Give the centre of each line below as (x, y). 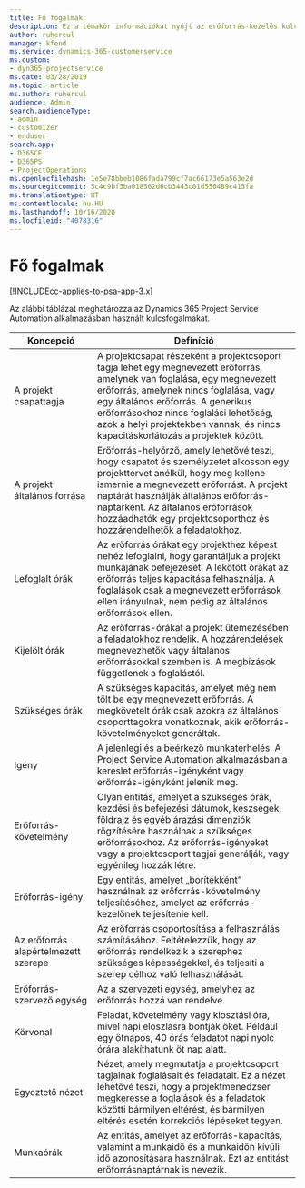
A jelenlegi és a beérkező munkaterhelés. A (189, 748)
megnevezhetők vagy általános (163, 650)
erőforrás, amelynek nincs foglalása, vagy (186, 390)
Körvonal (33, 1032)
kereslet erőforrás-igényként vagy (171, 771)
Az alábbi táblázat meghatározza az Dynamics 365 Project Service (134, 308)
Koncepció (51, 340)
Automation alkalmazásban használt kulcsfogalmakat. (110, 318)
